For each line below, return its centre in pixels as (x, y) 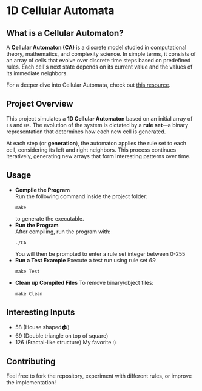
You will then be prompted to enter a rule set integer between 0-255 (100, 254)
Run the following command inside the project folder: (81, 196)
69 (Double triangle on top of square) (62, 336)
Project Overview (40, 104)
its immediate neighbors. (37, 73)
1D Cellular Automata (60, 11)
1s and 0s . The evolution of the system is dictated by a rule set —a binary (97, 125)
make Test (28, 271)
